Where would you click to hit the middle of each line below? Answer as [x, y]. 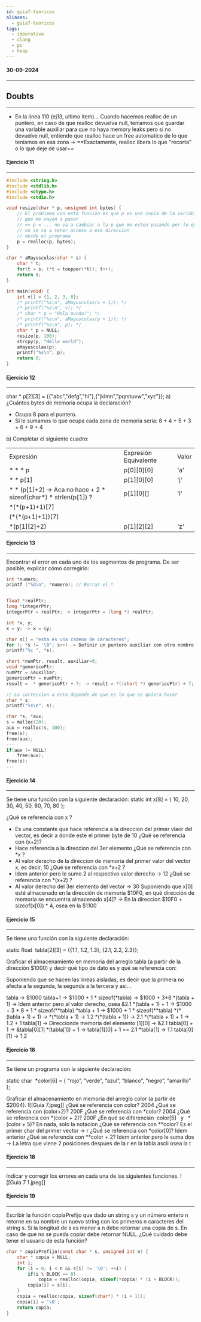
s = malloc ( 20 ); [26, 722]
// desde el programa [44, 236]
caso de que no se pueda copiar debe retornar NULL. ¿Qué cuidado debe [97, 1234]
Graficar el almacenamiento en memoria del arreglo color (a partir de [91, 1098]
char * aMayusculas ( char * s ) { [46, 258]
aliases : [17, 17]
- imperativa [28, 34]
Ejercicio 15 [21, 919]
